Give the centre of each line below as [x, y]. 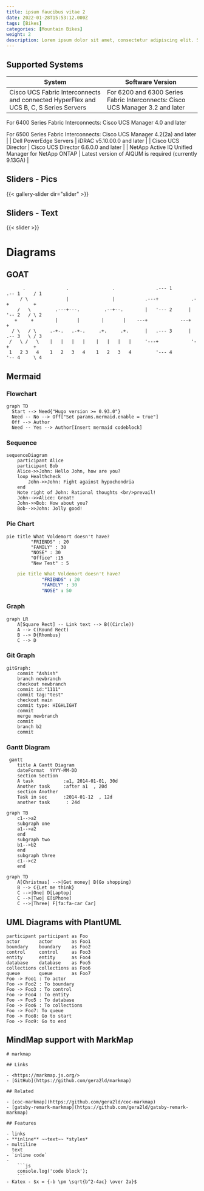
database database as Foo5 [49, 963]
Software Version [151, 82]
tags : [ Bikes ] [24, 23]
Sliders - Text [32, 213]
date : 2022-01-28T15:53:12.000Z [47, 18]
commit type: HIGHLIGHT [47, 705]
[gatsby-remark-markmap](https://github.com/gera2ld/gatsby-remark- [100, 1107]
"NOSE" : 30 [46, 552]
